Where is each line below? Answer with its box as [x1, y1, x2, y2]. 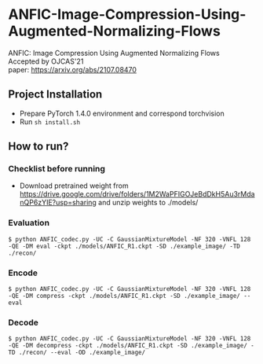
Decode [8, 317, 39, 328]
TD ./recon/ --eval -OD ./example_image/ [8, 348, 146, 357]
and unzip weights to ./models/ [97, 198, 199, 208]
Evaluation [8, 218, 49, 229]
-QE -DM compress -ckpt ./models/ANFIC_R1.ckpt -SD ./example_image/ [8, 292, 241, 300]
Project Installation [8, 88, 103, 101]
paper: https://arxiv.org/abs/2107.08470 [8, 64, 137, 74]
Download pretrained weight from [19, 181, 129, 190]
